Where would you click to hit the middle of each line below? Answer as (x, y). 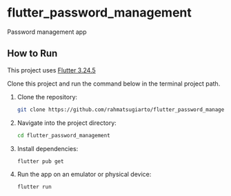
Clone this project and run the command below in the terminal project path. (114, 84)
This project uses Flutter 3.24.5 (51, 70)
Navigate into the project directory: (67, 123)
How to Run (32, 53)
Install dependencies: (48, 148)
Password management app (47, 32)
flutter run (34, 187)
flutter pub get (40, 161)
